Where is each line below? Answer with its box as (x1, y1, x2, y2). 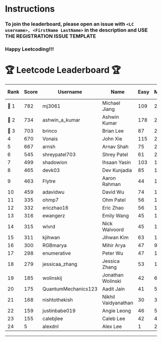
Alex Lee (102, 323, 122, 330)
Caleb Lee (102, 315, 125, 322)
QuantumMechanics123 (42, 285, 98, 292)
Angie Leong (102, 307, 131, 314)
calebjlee (42, 315, 64, 322)
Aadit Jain (102, 285, 125, 292)
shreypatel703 (42, 151, 76, 158)
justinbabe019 (42, 307, 76, 314)
